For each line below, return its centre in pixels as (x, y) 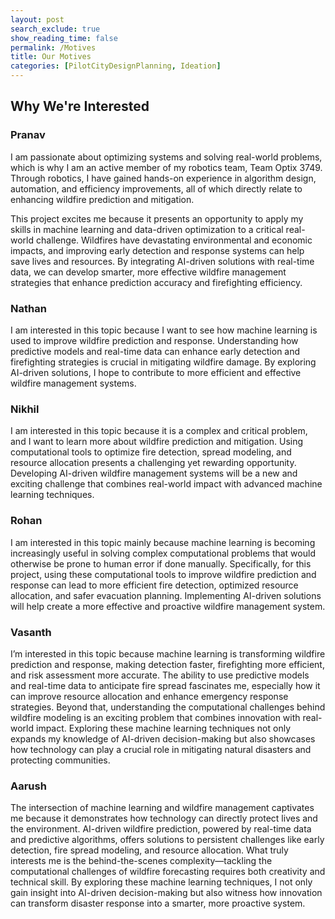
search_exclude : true (55, 29)
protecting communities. (60, 760)
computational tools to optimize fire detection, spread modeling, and (151, 452)
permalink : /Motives (53, 47)
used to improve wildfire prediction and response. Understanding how (154, 340)
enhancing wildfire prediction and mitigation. (102, 199)
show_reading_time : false (64, 38)
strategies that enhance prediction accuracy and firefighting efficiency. (156, 282)
